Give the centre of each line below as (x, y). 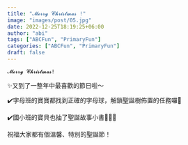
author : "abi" (28, 33)
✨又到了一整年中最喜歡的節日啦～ (56, 85)
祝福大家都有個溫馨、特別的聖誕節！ (59, 134)
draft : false (26, 53)
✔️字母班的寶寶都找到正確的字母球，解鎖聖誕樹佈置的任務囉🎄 (95, 100)
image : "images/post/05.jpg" (49, 20)
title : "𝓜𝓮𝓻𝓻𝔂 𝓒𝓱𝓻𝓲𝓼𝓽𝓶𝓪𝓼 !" (47, 14)
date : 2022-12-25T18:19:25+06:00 (56, 26)
